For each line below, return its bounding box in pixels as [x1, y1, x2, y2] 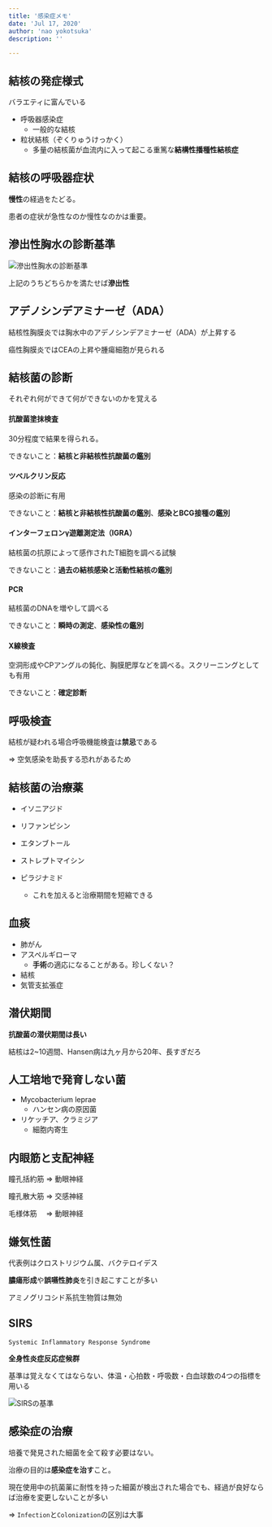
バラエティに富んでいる [8, 97, 87, 107]
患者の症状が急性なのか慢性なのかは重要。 [8, 211, 151, 221]
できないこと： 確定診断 [8, 688, 87, 698]
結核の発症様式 [8, 74, 84, 88]
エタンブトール [19, 838, 71, 847]
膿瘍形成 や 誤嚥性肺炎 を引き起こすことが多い [8, 1275, 158, 1285]
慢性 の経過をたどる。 [8, 194, 80, 203]
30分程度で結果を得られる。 [8, 433, 103, 444]
